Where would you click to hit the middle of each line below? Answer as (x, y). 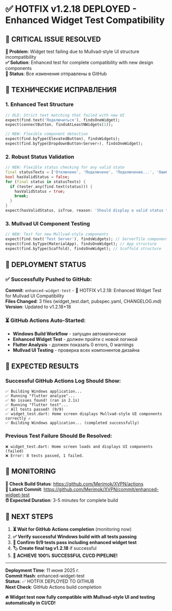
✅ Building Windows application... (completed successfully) (72, 423)
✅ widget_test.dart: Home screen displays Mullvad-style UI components (84, 414)
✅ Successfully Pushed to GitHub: (49, 279)
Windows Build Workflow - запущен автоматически (69, 334)
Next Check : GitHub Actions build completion (53, 587)
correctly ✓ (18, 419)
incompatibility (21, 57)
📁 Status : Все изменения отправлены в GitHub (56, 74)
